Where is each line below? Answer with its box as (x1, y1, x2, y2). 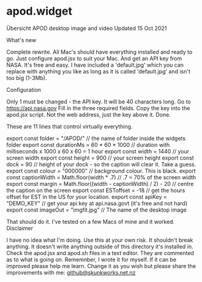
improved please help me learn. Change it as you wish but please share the (6, 262, 196, 270)
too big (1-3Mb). (6, 74, 47, 81)
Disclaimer (6, 224, 34, 232)
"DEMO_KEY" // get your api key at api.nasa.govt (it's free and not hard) (6, 199, 188, 207)
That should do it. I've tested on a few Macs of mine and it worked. (6, 218, 175, 225)
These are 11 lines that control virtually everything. (6, 122, 133, 130)
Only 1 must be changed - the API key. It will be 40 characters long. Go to (6, 98, 192, 105)
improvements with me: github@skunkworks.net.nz (6, 269, 136, 276)
